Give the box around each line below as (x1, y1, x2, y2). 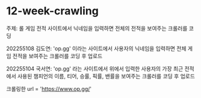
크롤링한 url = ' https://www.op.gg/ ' (6, 85, 92, 92)
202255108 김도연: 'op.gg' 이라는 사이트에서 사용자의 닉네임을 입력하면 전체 (6, 45, 187, 52)
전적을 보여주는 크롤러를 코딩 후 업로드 (12, 52, 103, 59)
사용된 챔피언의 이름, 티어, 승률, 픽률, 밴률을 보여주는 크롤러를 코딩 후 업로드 (17, 72, 196, 79)
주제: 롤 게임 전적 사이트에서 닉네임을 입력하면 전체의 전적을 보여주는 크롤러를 (6, 24, 188, 32)
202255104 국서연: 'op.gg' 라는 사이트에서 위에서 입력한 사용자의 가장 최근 (6, 65, 184, 72)
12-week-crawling (6, 4, 99, 18)
